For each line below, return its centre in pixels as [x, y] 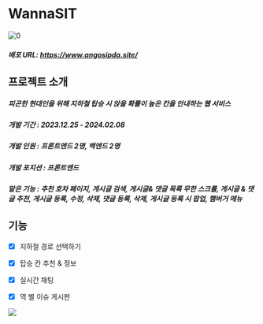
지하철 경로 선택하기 [50, 246]
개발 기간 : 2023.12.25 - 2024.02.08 [67, 125]
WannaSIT [43, 14]
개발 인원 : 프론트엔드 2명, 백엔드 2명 [64, 146]
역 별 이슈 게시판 [45, 297]
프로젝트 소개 [38, 82]
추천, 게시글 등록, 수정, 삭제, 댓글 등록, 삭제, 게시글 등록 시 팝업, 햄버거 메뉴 [129, 199]
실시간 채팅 [37, 280]
